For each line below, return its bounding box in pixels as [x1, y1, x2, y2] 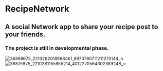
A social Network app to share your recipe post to [5, 23, 158, 31]
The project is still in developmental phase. [5, 44, 109, 51]
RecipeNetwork [5, 3, 70, 14]
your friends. [5, 30, 46, 38]
